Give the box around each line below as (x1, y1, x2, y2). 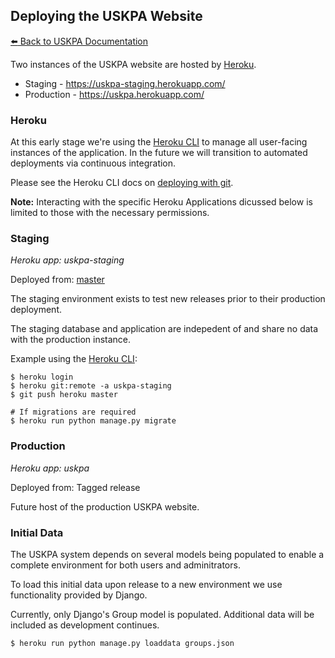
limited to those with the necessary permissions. (10, 207, 210, 219)
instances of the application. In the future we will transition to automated (10, 147, 308, 159)
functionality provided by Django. (10, 589, 148, 601)
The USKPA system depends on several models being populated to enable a (10, 549, 325, 560)
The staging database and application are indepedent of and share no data (10, 323, 319, 335)
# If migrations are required (10, 407, 137, 418)
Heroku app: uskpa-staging (10, 254, 125, 266)
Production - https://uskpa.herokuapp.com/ (24, 88, 205, 100)
